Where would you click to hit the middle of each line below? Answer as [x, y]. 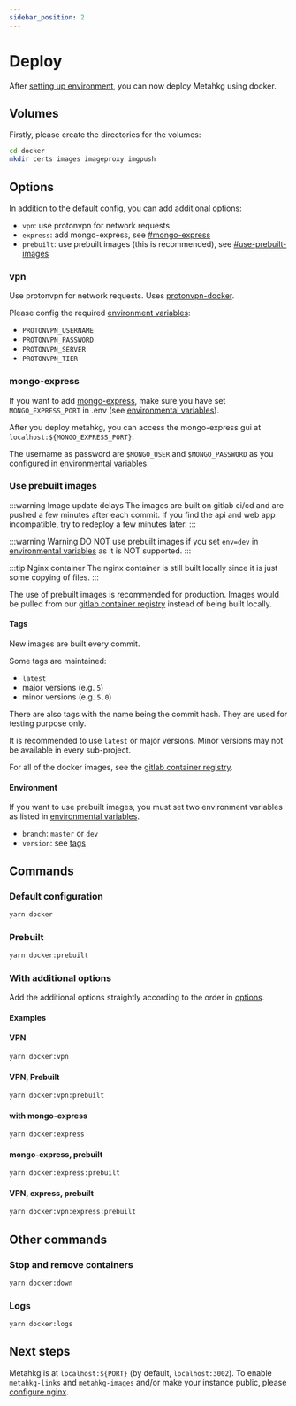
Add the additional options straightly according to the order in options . [137, 998]
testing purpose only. [48, 723]
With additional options [61, 977]
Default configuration [56, 896]
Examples [28, 1017]
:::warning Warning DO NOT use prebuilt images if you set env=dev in [134, 541]
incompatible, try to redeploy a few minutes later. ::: [102, 524]
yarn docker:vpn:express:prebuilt [73, 1212]
